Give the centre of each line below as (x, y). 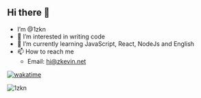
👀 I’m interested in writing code (61, 36)
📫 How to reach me (45, 51)
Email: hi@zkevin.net (57, 61)
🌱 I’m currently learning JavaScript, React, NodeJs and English (105, 44)
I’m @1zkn (32, 29)
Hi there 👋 (28, 13)
